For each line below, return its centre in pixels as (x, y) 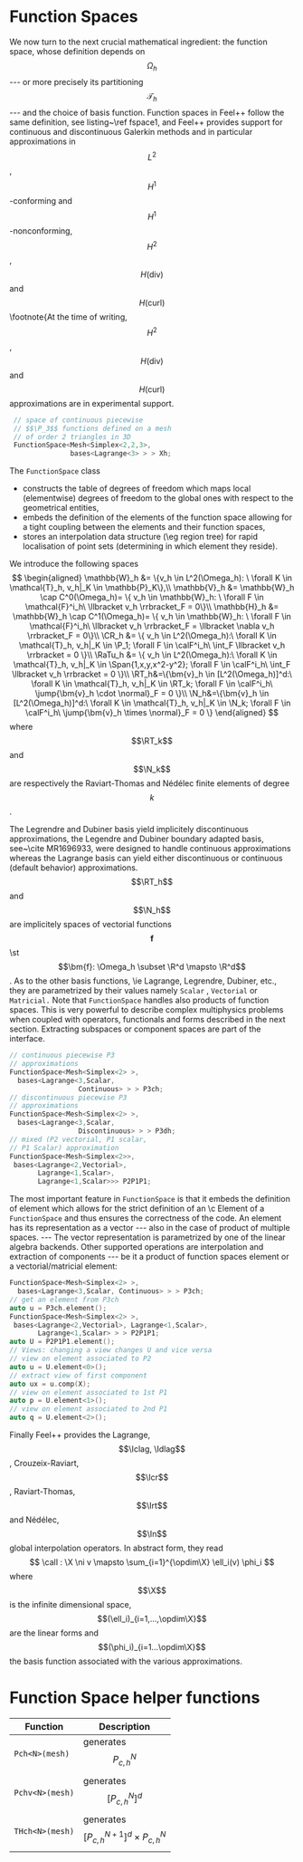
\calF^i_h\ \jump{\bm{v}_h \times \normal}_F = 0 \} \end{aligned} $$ (152, 713)
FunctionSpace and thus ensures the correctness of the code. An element (146, 1218)
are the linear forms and (54, 1633)
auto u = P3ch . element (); (58, 1308)
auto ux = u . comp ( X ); (50, 1384)
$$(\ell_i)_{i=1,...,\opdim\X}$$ (152, 1619)
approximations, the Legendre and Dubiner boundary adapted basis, (137, 839)
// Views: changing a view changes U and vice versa (111, 1350)
